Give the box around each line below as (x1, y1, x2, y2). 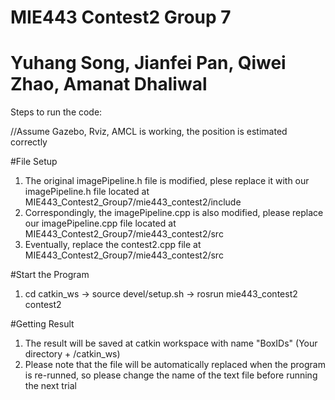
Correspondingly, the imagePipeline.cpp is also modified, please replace (24, 207, 324, 219)
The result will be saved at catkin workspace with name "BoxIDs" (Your (24, 337, 318, 350)
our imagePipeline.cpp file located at (24, 217, 177, 230)
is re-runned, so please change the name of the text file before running (24, 369, 318, 381)
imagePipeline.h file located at (24, 186, 150, 198)
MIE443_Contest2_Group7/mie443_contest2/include (24, 196, 242, 208)
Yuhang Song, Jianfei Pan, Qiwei (10, 52, 287, 75)
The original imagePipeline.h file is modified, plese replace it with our (24, 175, 310, 187)
